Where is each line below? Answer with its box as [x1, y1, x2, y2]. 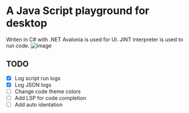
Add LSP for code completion [14, 94, 87, 101]
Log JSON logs [14, 81, 52, 88]
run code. [6, 42, 29, 49]
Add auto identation [14, 101, 63, 108]
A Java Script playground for [6, 4, 150, 18]
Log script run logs [14, 74, 61, 81]
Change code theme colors [14, 88, 81, 95]
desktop [6, 16, 48, 30]
